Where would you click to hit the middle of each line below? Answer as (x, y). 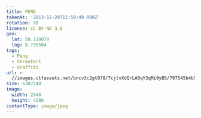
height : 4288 (28, 100)
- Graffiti (25, 67)
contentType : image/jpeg (37, 106)
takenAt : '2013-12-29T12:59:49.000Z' (53, 17)
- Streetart (27, 61)
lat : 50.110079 (31, 39)
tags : (13, 51)
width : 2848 (27, 95)
